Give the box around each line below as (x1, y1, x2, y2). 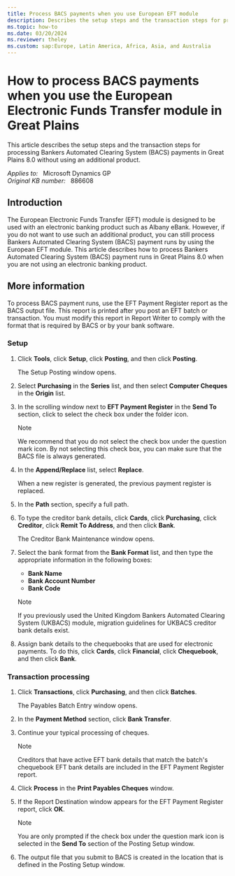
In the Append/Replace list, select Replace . (17, 465, 144, 474)
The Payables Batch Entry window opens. (17, 701, 138, 710)
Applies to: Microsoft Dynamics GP (7, 169, 111, 177)
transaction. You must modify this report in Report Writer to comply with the (7, 313, 226, 322)
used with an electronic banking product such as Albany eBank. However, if (7, 222, 225, 231)
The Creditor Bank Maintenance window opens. (17, 535, 155, 543)
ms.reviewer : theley (7, 36, 68, 43)
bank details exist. (17, 626, 70, 634)
